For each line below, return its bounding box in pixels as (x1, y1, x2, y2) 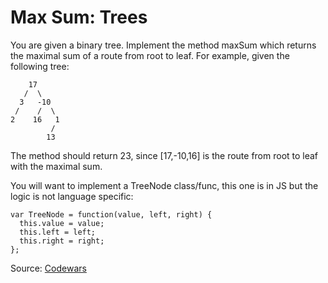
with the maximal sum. (10, 160, 103, 172)
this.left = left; (19, 227, 97, 237)
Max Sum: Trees (10, 6, 148, 29)
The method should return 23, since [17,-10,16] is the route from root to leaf (10, 149, 319, 161)
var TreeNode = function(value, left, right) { (10, 209, 213, 220)
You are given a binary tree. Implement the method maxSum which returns (10, 39, 317, 51)
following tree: (10, 60, 70, 72)
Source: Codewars (10, 262, 87, 274)
